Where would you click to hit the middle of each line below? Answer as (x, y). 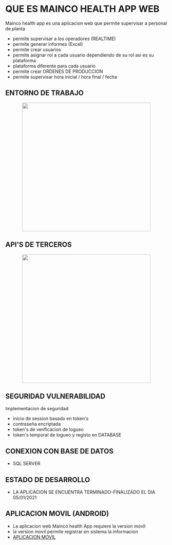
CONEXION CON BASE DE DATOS (60, 451)
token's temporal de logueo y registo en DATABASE (67, 435)
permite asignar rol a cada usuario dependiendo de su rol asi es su (83, 55)
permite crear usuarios (37, 49)
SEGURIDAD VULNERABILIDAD (55, 396)
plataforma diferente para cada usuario (54, 66)
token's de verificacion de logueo (48, 429)
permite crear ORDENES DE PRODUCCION (58, 71)
